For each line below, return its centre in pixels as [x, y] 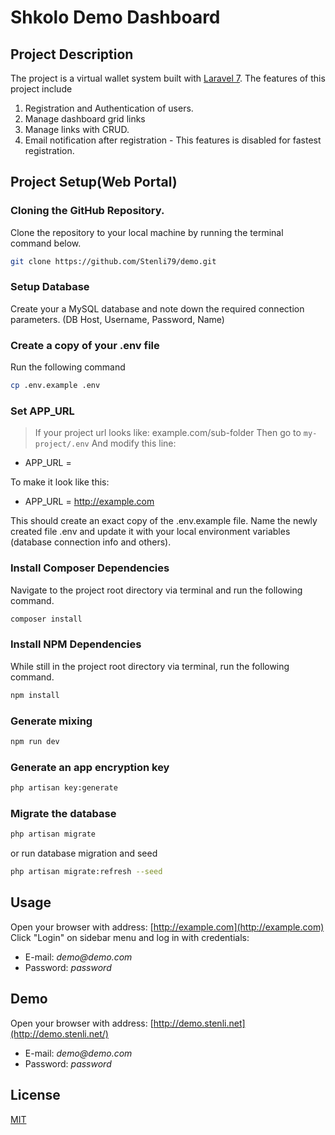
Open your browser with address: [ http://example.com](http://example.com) [167, 927]
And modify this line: [134, 443]
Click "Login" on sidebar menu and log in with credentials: [130, 937]
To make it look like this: [60, 482]
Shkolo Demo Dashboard [115, 17]
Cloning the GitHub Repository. [87, 211]
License [35, 1095]
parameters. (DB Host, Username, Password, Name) [117, 319]
